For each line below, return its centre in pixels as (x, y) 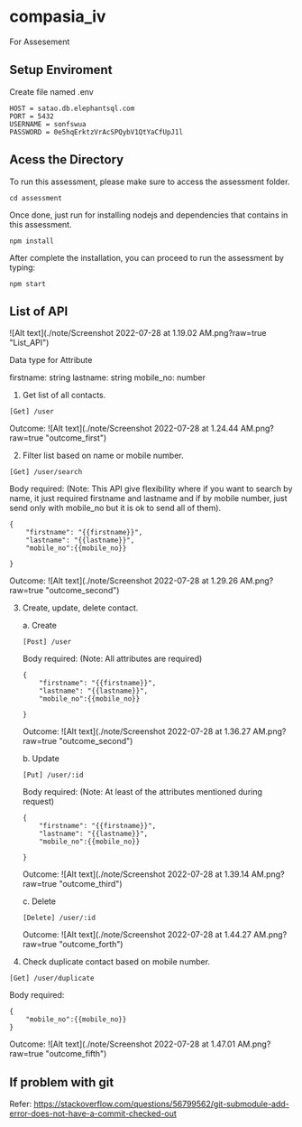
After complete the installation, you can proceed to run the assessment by (146, 257)
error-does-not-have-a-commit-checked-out (93, 1113)
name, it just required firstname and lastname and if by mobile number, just (148, 498)
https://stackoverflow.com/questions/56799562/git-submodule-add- (162, 1104)
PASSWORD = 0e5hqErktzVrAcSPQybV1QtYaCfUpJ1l (96, 132)
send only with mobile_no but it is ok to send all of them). (115, 508)
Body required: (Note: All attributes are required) (112, 659)
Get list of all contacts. (64, 396)
